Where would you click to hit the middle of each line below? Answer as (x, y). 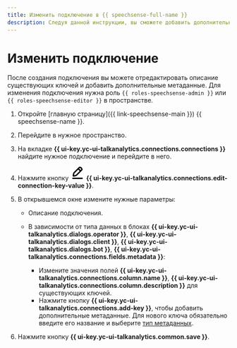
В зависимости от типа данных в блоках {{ (92, 227)
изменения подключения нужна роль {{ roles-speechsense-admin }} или (117, 93)
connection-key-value (51, 186)
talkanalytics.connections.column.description (108, 286)
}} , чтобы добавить (174, 308)
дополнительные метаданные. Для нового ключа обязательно (133, 315)
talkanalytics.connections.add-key (91, 308)
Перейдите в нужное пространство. (72, 135)
